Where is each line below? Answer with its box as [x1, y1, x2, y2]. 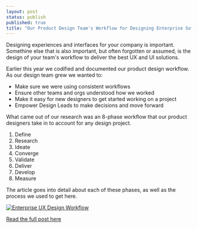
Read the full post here [6, 216, 62, 223]
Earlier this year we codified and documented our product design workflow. [6, 66, 190, 73]
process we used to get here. [6, 193, 78, 200]
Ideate [14, 144, 31, 151]
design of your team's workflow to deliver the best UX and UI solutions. [6, 54, 180, 61]
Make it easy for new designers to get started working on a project [14, 96, 177, 103]
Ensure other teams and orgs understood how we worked [14, 89, 155, 96]
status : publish [6, 14, 46, 20]
